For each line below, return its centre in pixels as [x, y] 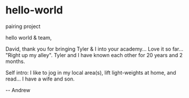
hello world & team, [29, 37]
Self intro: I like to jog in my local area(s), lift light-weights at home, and [91, 72]
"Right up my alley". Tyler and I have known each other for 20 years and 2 [94, 55]
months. [15, 61]
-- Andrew [18, 90]
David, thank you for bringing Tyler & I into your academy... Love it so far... [94, 49]
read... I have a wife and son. [40, 79]
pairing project [23, 26]
